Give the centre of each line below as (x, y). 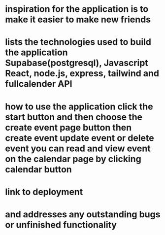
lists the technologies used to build (78, 42)
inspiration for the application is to (77, 9)
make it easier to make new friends (78, 19)
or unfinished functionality (61, 225)
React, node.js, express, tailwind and (82, 74)
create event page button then (68, 127)
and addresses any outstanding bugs (83, 214)
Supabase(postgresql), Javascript (77, 63)
